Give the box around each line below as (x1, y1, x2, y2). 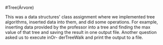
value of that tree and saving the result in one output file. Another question (5, 30, 157, 35)
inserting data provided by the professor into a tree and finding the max (5, 24, 151, 30)
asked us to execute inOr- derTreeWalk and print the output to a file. (5, 34, 143, 40)
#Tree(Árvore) (5, 5, 34, 10)
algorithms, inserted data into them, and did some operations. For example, (5, 19, 158, 25)
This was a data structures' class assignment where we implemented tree (5, 14, 155, 19)
